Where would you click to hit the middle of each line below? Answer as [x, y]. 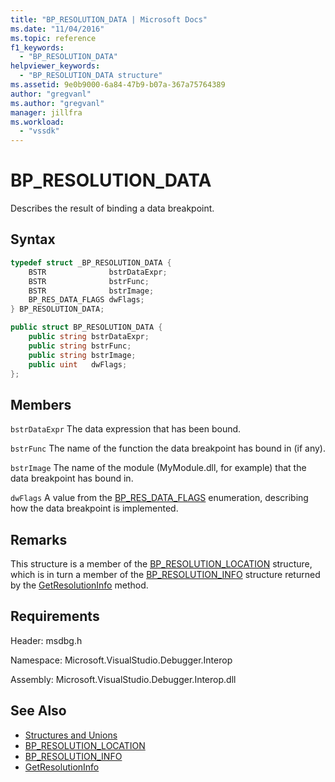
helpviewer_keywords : [55, 66]
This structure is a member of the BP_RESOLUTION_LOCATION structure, [161, 564]
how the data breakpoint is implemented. [94, 508]
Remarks [39, 539]
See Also [38, 711]
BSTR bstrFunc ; [89, 281]
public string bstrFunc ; [80, 346]
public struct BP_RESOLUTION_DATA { [86, 327]
